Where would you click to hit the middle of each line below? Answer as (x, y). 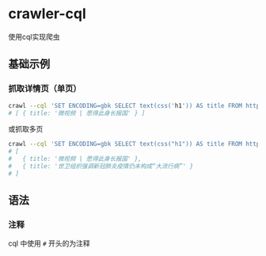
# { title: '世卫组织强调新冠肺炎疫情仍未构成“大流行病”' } (101, 166)
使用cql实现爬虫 (34, 36)
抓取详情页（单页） (45, 89)
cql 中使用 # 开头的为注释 (49, 243)
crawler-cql (47, 14)
